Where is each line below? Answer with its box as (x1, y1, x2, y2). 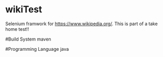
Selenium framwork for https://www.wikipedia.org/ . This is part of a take (5, 21, 158, 27)
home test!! (5, 26, 29, 32)
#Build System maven (5, 36, 51, 42)
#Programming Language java (5, 46, 69, 52)
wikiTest (5, 4, 43, 15)
